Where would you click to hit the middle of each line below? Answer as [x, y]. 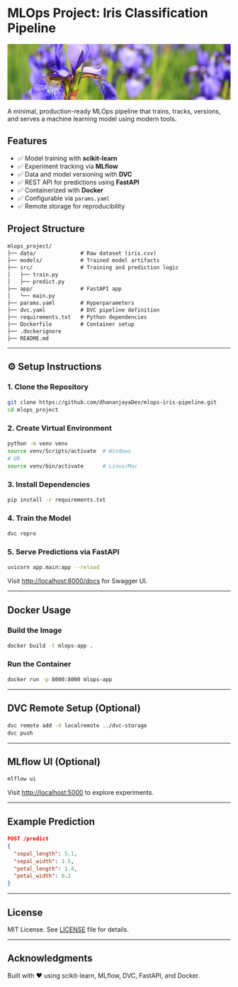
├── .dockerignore [34, 331]
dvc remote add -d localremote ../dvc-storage [77, 725]
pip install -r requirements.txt [57, 500]
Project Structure [46, 229]
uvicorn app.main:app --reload [53, 568]
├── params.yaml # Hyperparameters [71, 303]
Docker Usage [39, 610]
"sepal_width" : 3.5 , [44, 861]
